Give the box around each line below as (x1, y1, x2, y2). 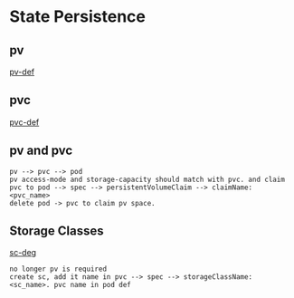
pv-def (9, 66, 34, 77)
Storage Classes (9, 224, 104, 239)
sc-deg (9, 247, 37, 258)
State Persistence (9, 6, 147, 27)
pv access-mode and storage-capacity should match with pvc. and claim (9, 175, 285, 184)
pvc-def (9, 116, 40, 128)
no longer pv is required (9, 264, 107, 274)
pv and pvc (9, 143, 73, 159)
